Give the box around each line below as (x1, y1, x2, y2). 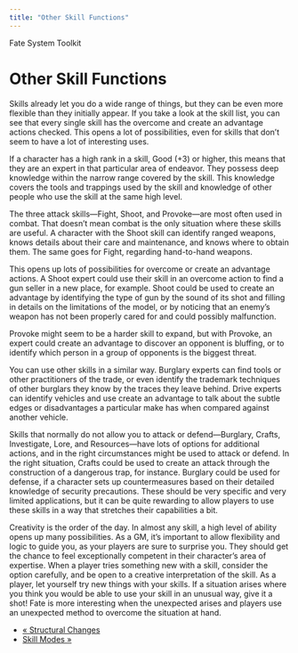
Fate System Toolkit (9, 37, 82, 48)
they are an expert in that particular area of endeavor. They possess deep (9, 162, 279, 174)
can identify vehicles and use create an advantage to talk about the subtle (9, 393, 280, 404)
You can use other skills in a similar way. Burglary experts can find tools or (9, 364, 282, 375)
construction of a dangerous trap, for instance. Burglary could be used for (9, 467, 280, 478)
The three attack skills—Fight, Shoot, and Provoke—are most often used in (9, 208, 283, 219)
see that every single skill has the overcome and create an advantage (9, 117, 264, 127)
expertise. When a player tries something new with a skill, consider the (9, 559, 269, 570)
